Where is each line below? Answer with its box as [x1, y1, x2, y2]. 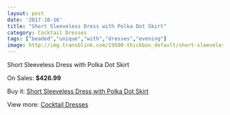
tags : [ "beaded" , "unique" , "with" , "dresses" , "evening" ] [7, 36, 167, 42]
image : [7, 42, 26, 49]
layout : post [7, 10, 44, 17]
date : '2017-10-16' [7, 16, 63, 23]
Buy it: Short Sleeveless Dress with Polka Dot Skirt [7, 87, 149, 95]
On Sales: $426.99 [7, 74, 62, 82]
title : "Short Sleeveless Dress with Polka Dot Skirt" [7, 23, 167, 29]
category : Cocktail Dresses [7, 29, 88, 36]
